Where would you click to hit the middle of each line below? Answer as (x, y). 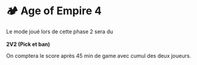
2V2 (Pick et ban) (28, 44)
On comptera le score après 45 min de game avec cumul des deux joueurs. (99, 55)
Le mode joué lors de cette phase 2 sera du (60, 31)
